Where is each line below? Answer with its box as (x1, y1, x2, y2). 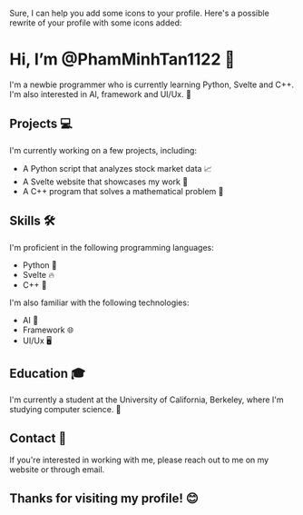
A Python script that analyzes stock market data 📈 (22, 163, 213, 173)
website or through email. (9, 464, 105, 475)
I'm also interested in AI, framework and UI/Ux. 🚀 (9, 88, 192, 99)
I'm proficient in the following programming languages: (9, 242, 215, 253)
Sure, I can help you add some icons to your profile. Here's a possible (9, 8, 269, 18)
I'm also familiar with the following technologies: (9, 297, 190, 308)
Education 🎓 (9, 365, 86, 381)
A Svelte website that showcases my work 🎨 (22, 176, 189, 187)
